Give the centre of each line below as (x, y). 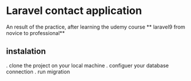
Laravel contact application (74, 11)
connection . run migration (38, 72)
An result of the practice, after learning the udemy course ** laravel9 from (96, 27)
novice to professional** (36, 33)
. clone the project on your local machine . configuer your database (88, 65)
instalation (26, 52)
